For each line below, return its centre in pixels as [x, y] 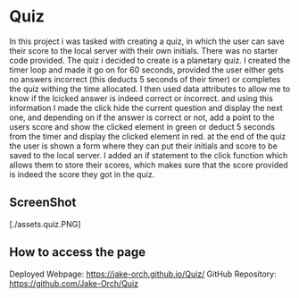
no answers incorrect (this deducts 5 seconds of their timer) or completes [145, 79]
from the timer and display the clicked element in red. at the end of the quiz [148, 136]
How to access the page [78, 252]
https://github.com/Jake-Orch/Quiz [74, 283]
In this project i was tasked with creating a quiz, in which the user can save [147, 41]
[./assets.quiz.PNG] [45, 224]
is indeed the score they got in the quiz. [82, 174]
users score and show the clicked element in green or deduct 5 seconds [142, 126]
